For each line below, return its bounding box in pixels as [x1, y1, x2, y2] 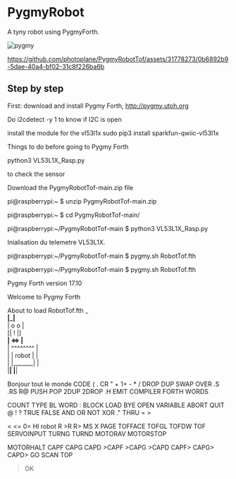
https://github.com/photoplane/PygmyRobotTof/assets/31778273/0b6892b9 [7, 54, 229, 63]
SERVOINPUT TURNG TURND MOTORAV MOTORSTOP [7, 429, 167, 437]
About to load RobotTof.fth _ [7, 306, 89, 314]
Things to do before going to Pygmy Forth [7, 142, 129, 151]
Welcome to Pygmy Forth [7, 292, 81, 301]
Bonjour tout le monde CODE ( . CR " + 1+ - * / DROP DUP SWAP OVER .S [7, 380, 220, 388]
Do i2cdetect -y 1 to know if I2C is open [7, 115, 122, 123]
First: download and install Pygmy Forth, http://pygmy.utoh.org [7, 101, 189, 110]
